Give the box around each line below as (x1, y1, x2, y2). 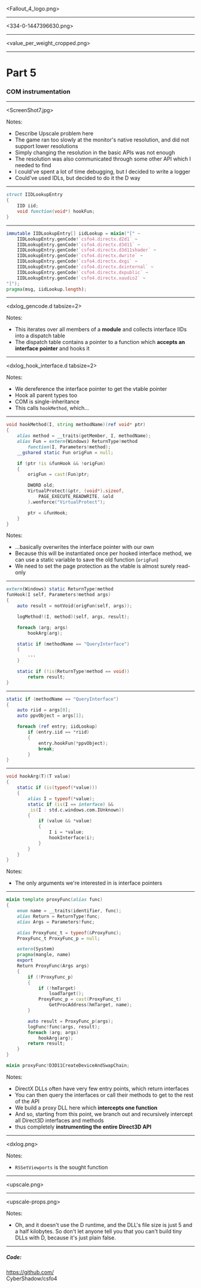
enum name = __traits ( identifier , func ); (17, 908, 121, 914)
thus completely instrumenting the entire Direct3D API (14, 1123, 151, 1130)
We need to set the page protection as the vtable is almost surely (14, 563, 175, 570)
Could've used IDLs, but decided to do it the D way (14, 174, 141, 182)
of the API (14, 1097, 40, 1105)
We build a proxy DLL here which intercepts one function (14, 1104, 158, 1111)
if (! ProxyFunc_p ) (28, 974, 74, 980)
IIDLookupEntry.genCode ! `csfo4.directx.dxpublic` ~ (17, 269, 148, 275)
